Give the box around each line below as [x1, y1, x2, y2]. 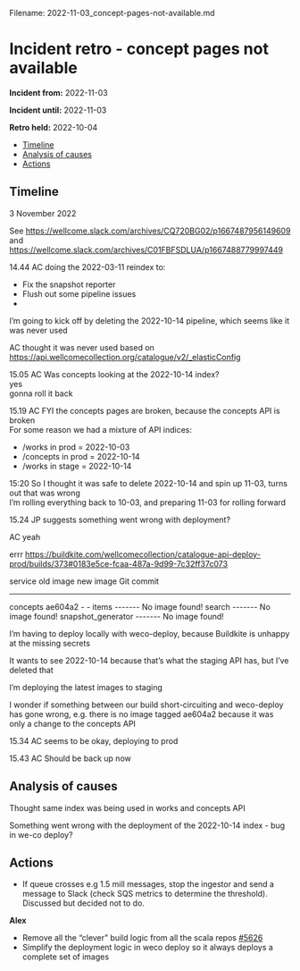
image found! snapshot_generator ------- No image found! [9, 611, 225, 621]
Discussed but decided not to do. [21, 898, 146, 908]
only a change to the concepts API [9, 718, 137, 729]
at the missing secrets [9, 637, 91, 648]
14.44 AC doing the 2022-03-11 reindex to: [9, 261, 166, 272]
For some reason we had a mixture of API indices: [9, 424, 192, 435]
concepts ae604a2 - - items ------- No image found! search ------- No [9, 601, 271, 612]
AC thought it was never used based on [9, 342, 154, 352]
